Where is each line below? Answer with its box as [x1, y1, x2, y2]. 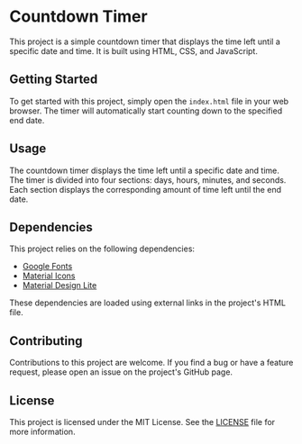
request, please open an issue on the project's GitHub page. [9, 367, 233, 377]
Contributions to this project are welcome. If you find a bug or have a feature [9, 358, 294, 368]
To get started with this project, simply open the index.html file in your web [9, 95, 289, 106]
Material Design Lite [22, 280, 97, 291]
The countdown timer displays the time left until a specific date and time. [9, 165, 279, 176]
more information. [9, 426, 76, 437]
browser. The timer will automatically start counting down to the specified [9, 105, 282, 116]
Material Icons [22, 270, 76, 281]
